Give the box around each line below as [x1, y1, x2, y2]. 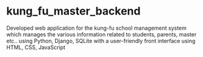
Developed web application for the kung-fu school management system [6, 24, 187, 32]
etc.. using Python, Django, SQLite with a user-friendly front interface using [6, 37, 196, 44]
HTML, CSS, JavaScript [6, 44, 66, 51]
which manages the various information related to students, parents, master [6, 30, 197, 38]
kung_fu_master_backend [6, 4, 141, 18]
